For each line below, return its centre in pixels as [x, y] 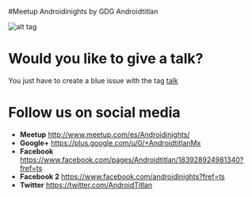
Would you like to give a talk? [106, 59]
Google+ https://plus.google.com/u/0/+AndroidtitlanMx [110, 142]
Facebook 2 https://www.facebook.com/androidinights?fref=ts [122, 176]
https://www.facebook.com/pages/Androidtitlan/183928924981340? [132, 159]
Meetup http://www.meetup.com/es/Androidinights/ [105, 134]
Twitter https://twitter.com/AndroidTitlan [86, 184]
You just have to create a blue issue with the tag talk [93, 80]
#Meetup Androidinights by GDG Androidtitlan [83, 11]
